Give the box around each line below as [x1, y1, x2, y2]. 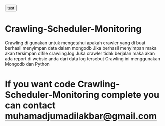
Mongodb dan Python [5, 61, 50, 67]
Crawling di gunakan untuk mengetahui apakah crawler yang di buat [5, 40, 146, 46]
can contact [5, 100, 56, 111]
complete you [101, 89, 160, 101]
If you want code [5, 79, 76, 90]
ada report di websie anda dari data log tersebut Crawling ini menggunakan [5, 55, 161, 62]
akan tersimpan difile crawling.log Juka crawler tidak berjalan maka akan [5, 50, 155, 56]
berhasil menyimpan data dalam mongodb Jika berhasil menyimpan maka [5, 45, 157, 51]
